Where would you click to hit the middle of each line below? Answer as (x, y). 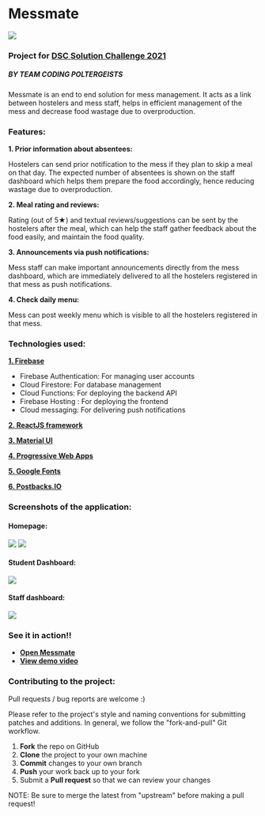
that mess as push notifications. (60, 285)
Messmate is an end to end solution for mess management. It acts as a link (130, 94)
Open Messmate (47, 652)
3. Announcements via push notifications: (79, 252)
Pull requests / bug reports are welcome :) (77, 699)
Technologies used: (47, 344)
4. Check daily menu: (44, 300)
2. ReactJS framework (45, 425)
